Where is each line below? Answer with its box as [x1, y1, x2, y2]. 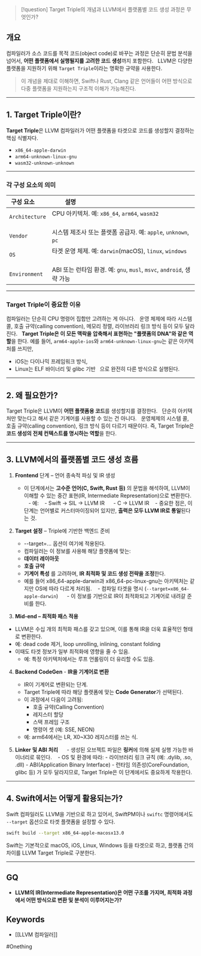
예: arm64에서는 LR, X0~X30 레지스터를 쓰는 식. [23, 733, 138, 740]
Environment [9, 270, 44, 278]
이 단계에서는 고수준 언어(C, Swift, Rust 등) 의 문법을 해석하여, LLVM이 [23, 484, 190, 491]
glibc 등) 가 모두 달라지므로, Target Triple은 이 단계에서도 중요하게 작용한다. [14, 768, 193, 775]
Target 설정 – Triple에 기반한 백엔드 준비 [14, 527, 110, 534]
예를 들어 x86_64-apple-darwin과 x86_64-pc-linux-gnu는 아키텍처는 [23, 577, 188, 584]
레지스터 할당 [32, 711, 64, 718]
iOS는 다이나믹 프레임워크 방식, [14, 358, 88, 365]
